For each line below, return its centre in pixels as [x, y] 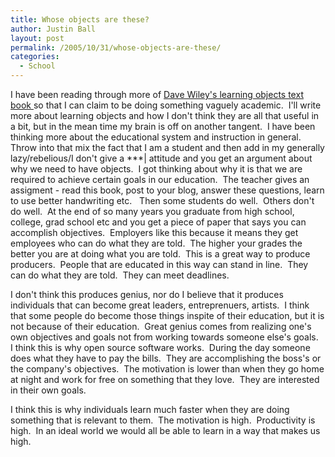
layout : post [37, 38]
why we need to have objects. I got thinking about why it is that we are [156, 169]
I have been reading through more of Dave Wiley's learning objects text [157, 94]
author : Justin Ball [53, 29]
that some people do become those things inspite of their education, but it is [167, 315]
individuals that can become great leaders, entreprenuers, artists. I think [160, 305]
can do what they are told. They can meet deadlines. [120, 275]
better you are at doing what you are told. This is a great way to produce [160, 254]
